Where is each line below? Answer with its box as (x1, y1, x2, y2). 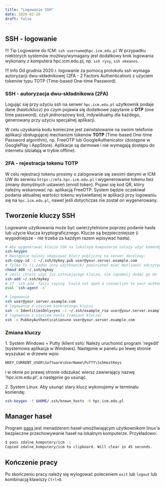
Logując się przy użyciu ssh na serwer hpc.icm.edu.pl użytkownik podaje (5, 101, 154, 107)
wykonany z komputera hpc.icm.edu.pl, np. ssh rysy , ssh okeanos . (5, 58, 139, 64)
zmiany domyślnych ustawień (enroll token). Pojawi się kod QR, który (5, 182, 145, 187)
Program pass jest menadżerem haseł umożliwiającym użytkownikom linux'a (5, 425, 160, 431)
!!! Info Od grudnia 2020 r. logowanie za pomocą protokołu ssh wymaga (5, 67, 150, 74)
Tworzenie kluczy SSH (5, 212, 75, 220)
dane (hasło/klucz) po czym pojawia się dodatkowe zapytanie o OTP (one (5, 107, 154, 113)
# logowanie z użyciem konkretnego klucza (5, 304, 93, 309)
